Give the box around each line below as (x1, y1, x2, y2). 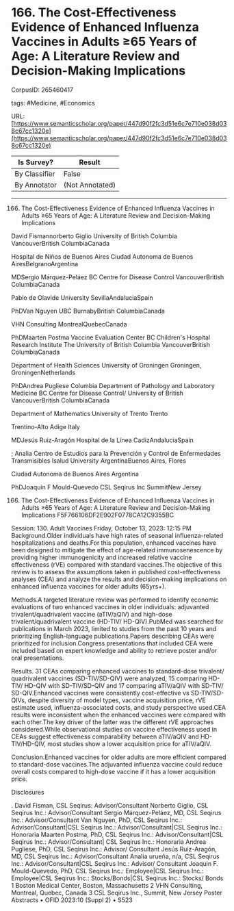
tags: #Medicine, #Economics (11, 99, 95, 107)
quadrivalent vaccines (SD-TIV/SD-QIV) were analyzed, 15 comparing (11, 674, 207, 682)
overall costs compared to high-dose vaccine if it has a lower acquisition (11, 767, 216, 775)
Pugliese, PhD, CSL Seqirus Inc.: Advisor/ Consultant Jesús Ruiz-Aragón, (11, 845, 218, 853)
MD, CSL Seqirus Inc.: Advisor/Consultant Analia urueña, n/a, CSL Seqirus (11, 852, 220, 860)
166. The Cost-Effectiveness (11, 5, 177, 21)
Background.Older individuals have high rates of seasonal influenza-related (11, 531, 224, 539)
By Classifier (14, 169, 55, 179)
